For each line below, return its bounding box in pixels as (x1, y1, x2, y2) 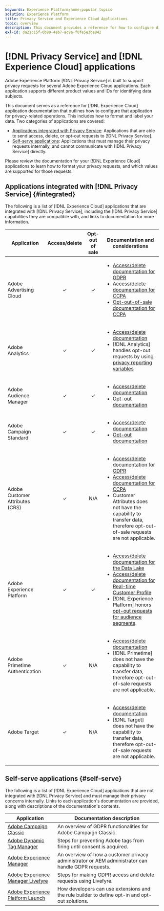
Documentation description (74, 815, 140, 821)
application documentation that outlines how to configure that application (5, 108, 152, 114)
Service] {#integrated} (5, 190, 76, 199)
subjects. (5, 93, 23, 99)
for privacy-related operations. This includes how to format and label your (5, 113, 154, 119)
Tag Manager (7, 843, 38, 850)
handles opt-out (112, 347, 150, 354)
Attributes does (112, 498, 148, 504)
